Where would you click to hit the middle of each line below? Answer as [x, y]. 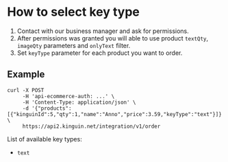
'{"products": [52, 108]
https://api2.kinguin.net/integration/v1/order [91, 126]
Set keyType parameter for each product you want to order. [100, 53]
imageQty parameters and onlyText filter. [74, 45]
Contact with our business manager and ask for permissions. [103, 31]
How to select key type [74, 12]
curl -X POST [26, 90]
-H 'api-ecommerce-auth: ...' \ [68, 96]
